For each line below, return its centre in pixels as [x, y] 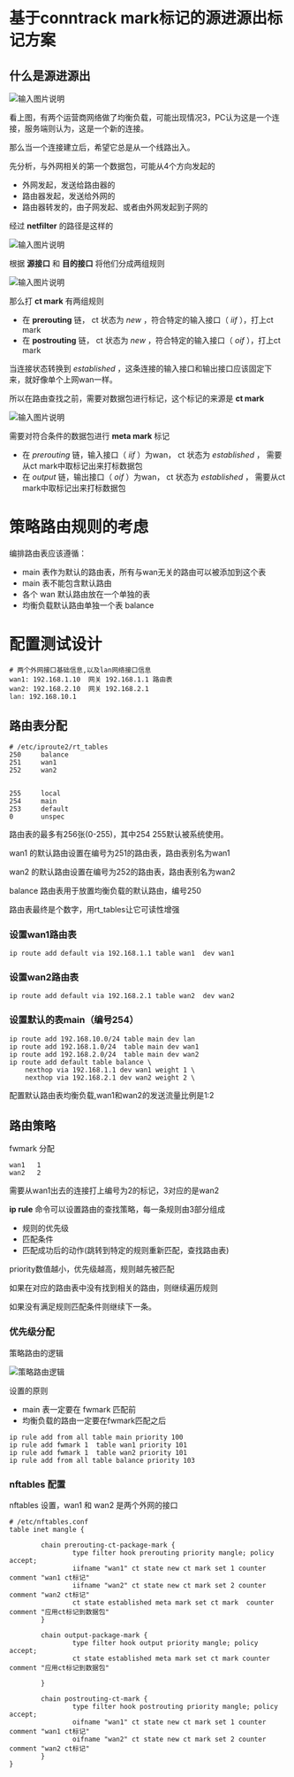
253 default [39, 809]
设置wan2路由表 [44, 977]
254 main [33, 801]
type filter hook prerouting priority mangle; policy [173, 1553]
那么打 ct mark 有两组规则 [57, 301]
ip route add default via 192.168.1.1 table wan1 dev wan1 [122, 953]
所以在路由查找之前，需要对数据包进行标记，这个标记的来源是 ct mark [137, 398]
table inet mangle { [47, 1529]
